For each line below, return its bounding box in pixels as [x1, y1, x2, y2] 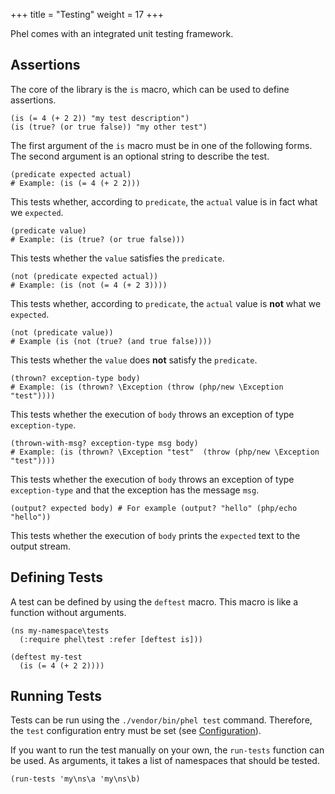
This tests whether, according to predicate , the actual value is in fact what [10, 195, 318, 208]
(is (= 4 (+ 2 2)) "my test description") [10, 113, 190, 123]
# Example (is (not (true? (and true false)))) [10, 336, 213, 346]
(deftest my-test [10, 652, 83, 662]
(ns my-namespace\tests [10, 625, 110, 636]
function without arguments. [10, 606, 127, 618]
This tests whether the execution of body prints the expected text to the [10, 529, 301, 541]
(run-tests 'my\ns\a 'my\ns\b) [10, 774, 141, 784]
